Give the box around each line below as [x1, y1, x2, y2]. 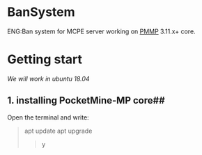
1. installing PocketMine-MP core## [7, 95, 165, 106]
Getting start [7, 51, 82, 67]
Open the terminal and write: [7, 113, 89, 122]
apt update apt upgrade [24, 127, 93, 135]
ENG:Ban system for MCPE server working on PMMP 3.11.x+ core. [7, 27, 196, 35]
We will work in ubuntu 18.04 [7, 74, 90, 83]
